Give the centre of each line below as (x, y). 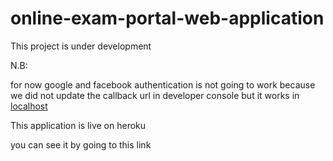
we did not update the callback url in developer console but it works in (155, 95)
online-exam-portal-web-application (167, 18)
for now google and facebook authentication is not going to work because (163, 84)
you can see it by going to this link (81, 144)
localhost (29, 106)
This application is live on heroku (78, 125)
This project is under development (81, 46)
